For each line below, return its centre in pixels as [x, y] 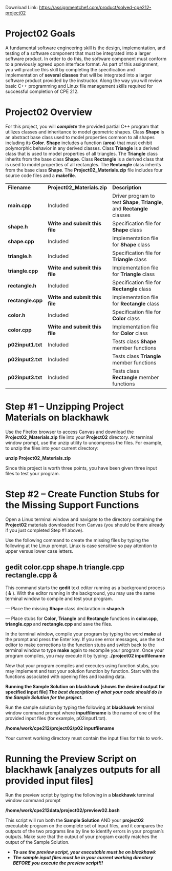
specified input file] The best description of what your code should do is [84, 692]
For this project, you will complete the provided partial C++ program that [82, 126]
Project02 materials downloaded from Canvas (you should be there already [85, 525]
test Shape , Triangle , [138, 202]
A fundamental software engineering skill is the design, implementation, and [85, 48]
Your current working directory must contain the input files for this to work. [84, 738]
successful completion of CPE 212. [42, 91]
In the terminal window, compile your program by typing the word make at [83, 634]
